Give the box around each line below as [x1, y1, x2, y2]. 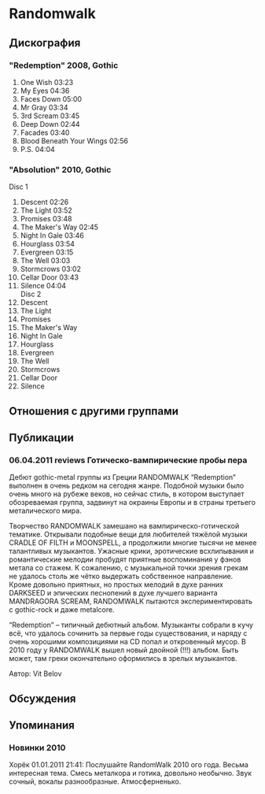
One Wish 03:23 [20, 77, 74, 87]
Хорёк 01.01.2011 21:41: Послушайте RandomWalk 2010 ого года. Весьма [9, 760, 248, 770]
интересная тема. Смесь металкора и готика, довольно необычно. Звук [9, 769, 252, 778]
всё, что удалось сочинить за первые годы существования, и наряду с [9, 629, 248, 638]
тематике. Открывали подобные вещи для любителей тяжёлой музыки [9, 529, 248, 540]
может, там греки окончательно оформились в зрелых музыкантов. [9, 654, 238, 663]
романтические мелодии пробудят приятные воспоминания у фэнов [9, 555, 241, 564]
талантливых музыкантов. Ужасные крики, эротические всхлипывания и [9, 547, 255, 556]
